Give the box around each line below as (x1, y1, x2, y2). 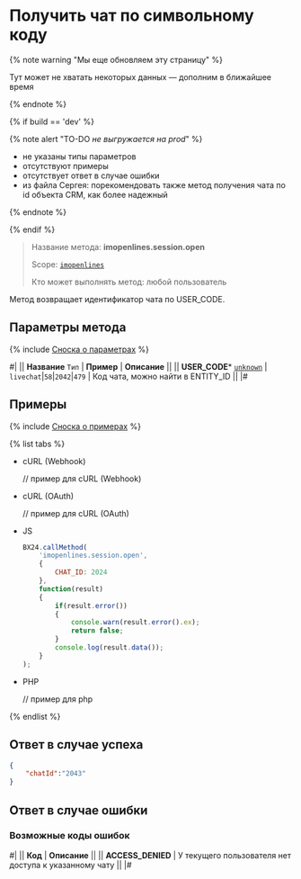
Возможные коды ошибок (9, 830, 130, 842)
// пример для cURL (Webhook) (22, 473, 142, 484)
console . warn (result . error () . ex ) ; (70, 618, 200, 627)
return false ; (70, 626, 124, 635)
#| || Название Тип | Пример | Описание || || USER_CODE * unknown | (9, 361, 268, 372)
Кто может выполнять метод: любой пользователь (31, 276, 227, 287)
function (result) (39, 584, 103, 594)
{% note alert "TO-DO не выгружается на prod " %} (9, 133, 203, 144)
